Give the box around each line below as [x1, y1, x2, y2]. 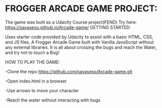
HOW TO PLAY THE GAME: [5, 59, 60, 65]
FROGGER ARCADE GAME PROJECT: [5, 3, 158, 14]
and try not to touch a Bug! [5, 50, 60, 55]
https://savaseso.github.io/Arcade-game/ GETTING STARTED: [5, 24, 131, 30]
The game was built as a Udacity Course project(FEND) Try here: [5, 19, 137, 25]
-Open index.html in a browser [5, 78, 67, 84]
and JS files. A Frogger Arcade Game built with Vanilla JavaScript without [5, 39, 154, 45]
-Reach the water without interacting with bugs [5, 97, 101, 103]
